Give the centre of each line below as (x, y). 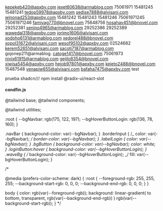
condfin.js (16, 89)
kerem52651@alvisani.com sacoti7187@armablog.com (59, 48)
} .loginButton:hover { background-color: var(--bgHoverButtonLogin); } (76, 149)
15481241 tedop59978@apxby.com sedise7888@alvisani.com (67, 12)
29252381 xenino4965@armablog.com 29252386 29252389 (66, 28)
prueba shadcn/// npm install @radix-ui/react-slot (55, 78)
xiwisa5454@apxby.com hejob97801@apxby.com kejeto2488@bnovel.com (80, 64)
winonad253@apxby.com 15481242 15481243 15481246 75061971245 (75, 17)
